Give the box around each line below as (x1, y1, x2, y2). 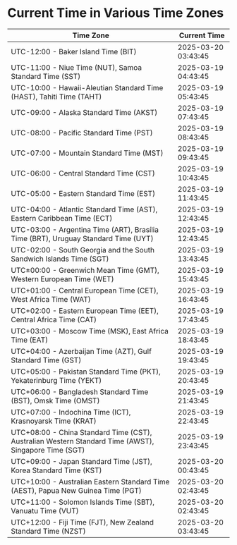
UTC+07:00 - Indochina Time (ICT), (11, 407, 131, 417)
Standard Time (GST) (11, 355, 82, 365)
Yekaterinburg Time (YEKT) (11, 375, 102, 385)
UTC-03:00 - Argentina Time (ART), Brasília (11, 224, 159, 234)
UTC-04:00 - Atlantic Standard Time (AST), (11, 204, 158, 214)
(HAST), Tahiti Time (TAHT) (11, 92, 102, 102)
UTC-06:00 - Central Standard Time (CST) (11, 168, 155, 178)
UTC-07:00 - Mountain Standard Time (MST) (11, 148, 164, 158)
